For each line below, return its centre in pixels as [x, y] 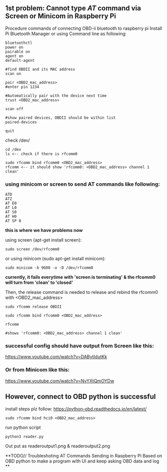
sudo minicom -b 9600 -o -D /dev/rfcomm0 [49, 268]
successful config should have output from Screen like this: [80, 346]
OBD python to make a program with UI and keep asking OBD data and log [82, 461]
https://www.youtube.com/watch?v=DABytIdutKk [56, 357]
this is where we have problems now [44, 230]
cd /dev [13, 149]
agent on [14, 56]
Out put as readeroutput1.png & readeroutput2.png [58, 446]
